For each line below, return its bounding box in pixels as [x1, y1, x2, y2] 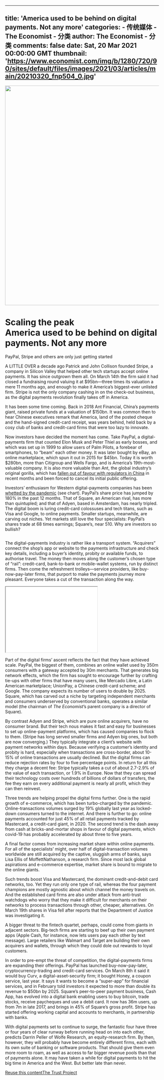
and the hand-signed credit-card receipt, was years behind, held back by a [5, 419, 156, 425]
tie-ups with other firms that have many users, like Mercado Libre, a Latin [5, 677, 152, 683]
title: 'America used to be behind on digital [5, 14, 137, 22]
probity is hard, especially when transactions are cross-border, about [5, 749, 144, 755]
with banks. [5, 1014, 28, 1020]
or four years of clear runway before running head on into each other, [5, 1029, 145, 1035]
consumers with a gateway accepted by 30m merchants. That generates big [5, 667, 159, 673]
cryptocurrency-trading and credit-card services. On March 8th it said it [5, 967, 150, 974]
